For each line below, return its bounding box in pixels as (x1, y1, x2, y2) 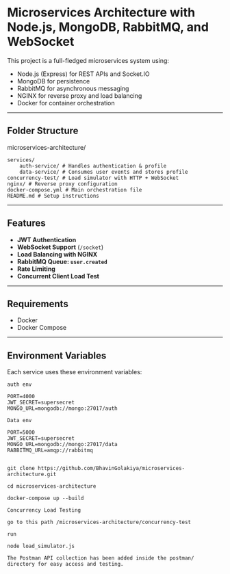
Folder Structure (7, 125, 79, 137)
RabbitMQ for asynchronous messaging (16, 84, 129, 92)
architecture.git (7, 471, 57, 478)
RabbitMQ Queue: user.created (16, 257, 107, 265)
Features (7, 218, 46, 229)
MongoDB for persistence (16, 77, 90, 85)
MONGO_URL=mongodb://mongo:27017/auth (7, 405, 118, 412)
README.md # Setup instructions (7, 192, 99, 199)
